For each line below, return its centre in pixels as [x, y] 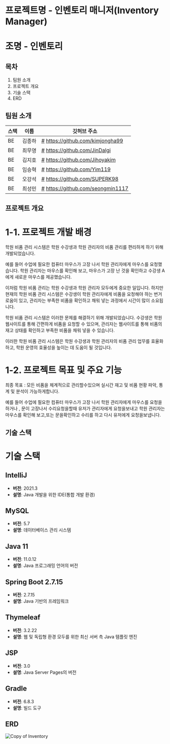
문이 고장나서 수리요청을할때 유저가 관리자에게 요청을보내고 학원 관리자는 [93, 409]
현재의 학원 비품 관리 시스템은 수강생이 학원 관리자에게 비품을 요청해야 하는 [79, 294]
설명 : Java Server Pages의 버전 [44, 672]
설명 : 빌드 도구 [27, 708]
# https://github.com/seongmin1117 [85, 188]
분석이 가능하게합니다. [38, 392]
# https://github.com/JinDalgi [76, 150]
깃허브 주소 [85, 131]
